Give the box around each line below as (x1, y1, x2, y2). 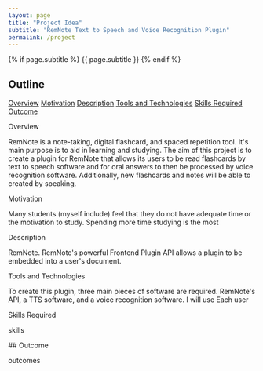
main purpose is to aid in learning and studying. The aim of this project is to (8, 146, 253, 155)
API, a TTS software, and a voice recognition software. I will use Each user (8, 295, 249, 304)
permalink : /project (8, 33, 76, 42)
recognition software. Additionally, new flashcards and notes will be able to (8, 170, 251, 180)
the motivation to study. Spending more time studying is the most (8, 217, 219, 227)
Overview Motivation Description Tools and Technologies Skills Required (8, 99, 243, 108)
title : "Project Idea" (8, 19, 82, 27)
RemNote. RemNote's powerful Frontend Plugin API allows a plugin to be (8, 248, 243, 257)
